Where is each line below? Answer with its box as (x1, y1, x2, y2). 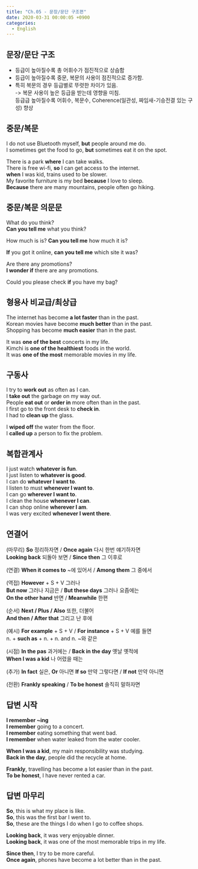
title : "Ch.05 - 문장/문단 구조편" (6, 8, 87, 15)
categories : (6, 20, 36, 26)
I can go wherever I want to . (6, 491, 77, 498)
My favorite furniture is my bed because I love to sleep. (6, 177, 144, 184)
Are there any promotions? (6, 260, 72, 267)
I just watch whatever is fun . (6, 465, 78, 473)
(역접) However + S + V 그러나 (6, 579, 81, 586)
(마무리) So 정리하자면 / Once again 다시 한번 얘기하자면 (6, 546, 141, 553)
